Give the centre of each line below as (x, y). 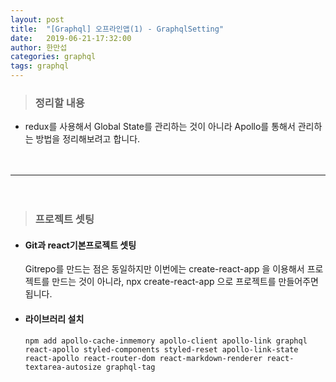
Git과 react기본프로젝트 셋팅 (80, 245)
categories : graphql (53, 57)
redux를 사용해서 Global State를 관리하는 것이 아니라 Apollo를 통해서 (160, 127)
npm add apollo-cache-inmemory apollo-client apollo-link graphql (166, 341)
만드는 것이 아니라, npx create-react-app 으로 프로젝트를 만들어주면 (185, 282)
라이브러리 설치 (54, 319)
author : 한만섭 (39, 47)
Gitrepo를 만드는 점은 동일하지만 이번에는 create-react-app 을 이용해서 (164, 269)
